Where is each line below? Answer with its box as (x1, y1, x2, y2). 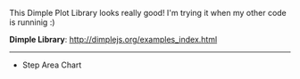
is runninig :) (9, 17, 55, 28)
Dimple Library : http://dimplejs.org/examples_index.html (9, 35, 218, 44)
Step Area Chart (21, 59, 82, 70)
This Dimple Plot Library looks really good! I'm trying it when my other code (9, 8, 287, 18)
